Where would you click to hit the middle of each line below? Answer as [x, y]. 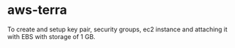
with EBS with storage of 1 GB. [51, 36]
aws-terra [37, 10]
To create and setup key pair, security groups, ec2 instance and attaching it [117, 29]
